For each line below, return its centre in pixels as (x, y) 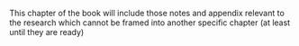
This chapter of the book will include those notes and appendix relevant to (147, 13)
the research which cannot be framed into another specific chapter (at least (150, 23)
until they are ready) (47, 32)
